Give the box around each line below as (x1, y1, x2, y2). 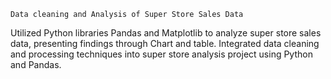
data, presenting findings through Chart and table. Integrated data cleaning (10, 38, 320, 49)
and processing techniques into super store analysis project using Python (10, 48, 313, 60)
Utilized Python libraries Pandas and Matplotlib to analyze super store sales (10, 27, 322, 39)
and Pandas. (10, 59, 62, 70)
